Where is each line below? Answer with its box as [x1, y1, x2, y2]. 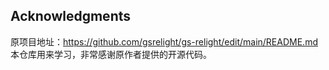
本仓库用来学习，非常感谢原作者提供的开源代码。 [10, 48, 212, 60]
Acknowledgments [10, 8, 132, 25]
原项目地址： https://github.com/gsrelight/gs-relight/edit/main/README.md [10, 35, 318, 48]
